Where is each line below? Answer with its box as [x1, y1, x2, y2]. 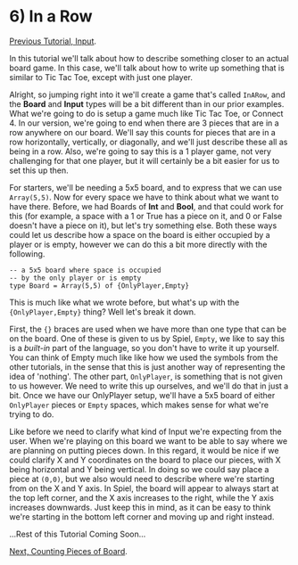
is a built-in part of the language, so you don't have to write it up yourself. [9, 342, 279, 353]
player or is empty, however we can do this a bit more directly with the [9, 239, 268, 250]
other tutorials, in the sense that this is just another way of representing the [9, 361, 286, 372]
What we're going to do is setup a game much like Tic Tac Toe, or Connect [9, 108, 284, 119]
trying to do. [9, 408, 54, 420]
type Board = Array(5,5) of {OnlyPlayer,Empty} [9, 281, 190, 291]
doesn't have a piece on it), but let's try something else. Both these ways [9, 220, 277, 231]
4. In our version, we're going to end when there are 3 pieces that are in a [9, 118, 279, 128]
